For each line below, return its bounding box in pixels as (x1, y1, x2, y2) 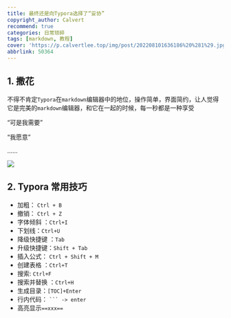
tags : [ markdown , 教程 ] (7, 36, 74, 43)
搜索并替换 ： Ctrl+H (16, 277, 74, 286)
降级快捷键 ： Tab (16, 235, 65, 243)
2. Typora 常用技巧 (7, 181, 87, 193)
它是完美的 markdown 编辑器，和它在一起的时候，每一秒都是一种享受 (7, 104, 195, 112)
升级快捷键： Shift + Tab (16, 243, 88, 251)
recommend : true (7, 23, 54, 30)
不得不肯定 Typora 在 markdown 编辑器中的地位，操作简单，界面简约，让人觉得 (7, 95, 219, 103)
